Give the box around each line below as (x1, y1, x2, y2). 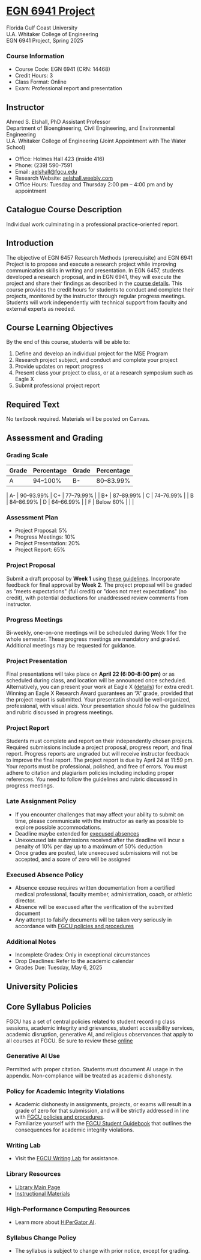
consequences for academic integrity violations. (14, 1126, 134, 1134)
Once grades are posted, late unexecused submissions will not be (14, 849, 178, 856)
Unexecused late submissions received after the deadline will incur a (14, 836, 185, 843)
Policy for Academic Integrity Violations (6, 1087, 125, 1095)
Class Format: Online (14, 78, 67, 85)
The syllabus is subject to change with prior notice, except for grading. (14, 1247, 190, 1255)
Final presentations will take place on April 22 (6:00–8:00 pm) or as (6, 670, 175, 677)
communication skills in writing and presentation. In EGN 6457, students (6, 266, 184, 274)
